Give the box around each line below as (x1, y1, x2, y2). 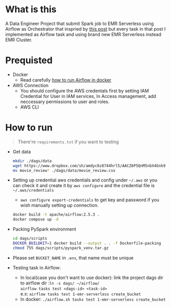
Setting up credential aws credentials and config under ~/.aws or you (12, 177, 158, 183)
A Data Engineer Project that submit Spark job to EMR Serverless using (5, 20, 154, 27)
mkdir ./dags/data (12, 158, 52, 164)
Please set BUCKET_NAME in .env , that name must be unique (12, 254, 134, 261)
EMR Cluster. (5, 37, 33, 43)
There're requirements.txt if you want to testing (17, 139, 119, 145)
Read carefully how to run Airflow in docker (20, 76, 111, 83)
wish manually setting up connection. (20, 202, 99, 209)
